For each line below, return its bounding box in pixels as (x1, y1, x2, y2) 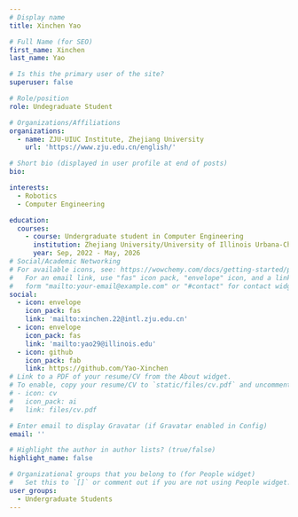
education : (9, 215, 50, 224)
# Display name (9, 12, 66, 22)
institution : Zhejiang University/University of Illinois (32, 240, 252, 249)
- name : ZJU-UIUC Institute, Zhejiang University (17, 135, 204, 144)
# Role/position (9, 94, 69, 103)
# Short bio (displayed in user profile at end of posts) (9, 159, 228, 168)
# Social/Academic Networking (9, 257, 122, 266)
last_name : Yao (9, 54, 66, 63)
